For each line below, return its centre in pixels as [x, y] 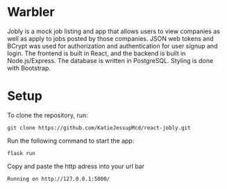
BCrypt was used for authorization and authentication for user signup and [112, 46]
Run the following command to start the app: [71, 141]
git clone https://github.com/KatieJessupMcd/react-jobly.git [99, 128]
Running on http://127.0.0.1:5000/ [59, 179]
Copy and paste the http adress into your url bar [76, 166]
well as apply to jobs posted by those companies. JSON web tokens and [110, 38]
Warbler [31, 12]
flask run [22, 153]
